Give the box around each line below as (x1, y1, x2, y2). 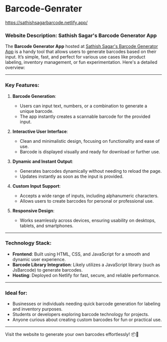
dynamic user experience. (12, 256, 66, 262)
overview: (5, 64, 26, 70)
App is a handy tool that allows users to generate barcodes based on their (5, 48, 157, 55)
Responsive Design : (12, 208, 55, 214)
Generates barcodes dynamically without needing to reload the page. (19, 168, 162, 174)
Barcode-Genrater (5, 3, 83, 14)
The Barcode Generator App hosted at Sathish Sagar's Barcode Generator (5, 43, 158, 49)
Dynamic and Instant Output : (12, 158, 74, 164)
